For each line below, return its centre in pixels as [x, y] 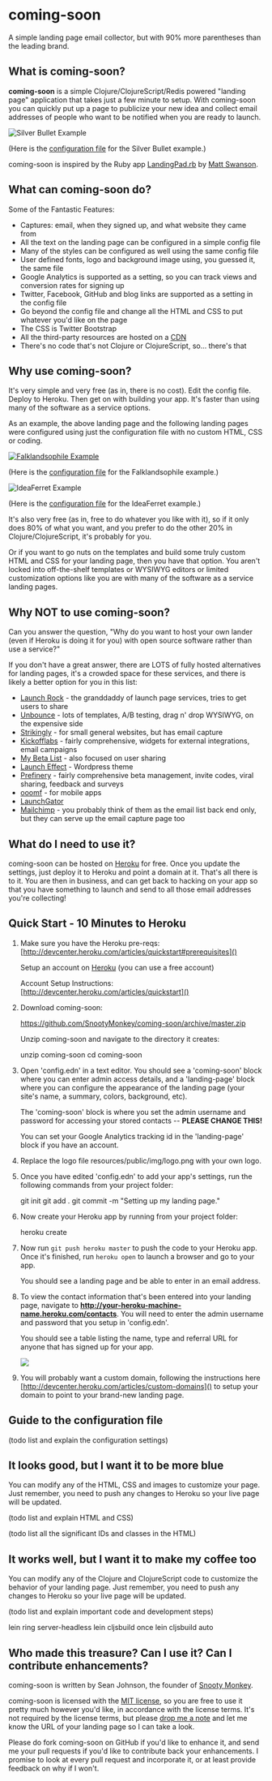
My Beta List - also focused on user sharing [93, 758]
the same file [42, 268]
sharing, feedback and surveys [72, 784]
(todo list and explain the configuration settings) [88, 1440]
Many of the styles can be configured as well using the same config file [139, 251]
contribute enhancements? [79, 1665]
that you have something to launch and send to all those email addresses [130, 889]
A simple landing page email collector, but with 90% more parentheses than [135, 37]
